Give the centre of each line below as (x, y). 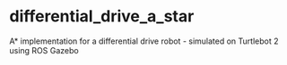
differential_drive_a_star (102, 16)
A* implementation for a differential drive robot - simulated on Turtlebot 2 (144, 41)
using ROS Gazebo (44, 50)
